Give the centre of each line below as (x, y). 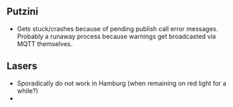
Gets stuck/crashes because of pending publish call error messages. (118, 28)
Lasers (22, 66)
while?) (27, 91)
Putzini (22, 12)
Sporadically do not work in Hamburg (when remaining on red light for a (121, 83)
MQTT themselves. (45, 44)
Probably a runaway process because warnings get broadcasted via (116, 36)
